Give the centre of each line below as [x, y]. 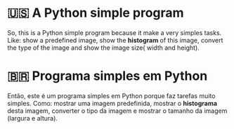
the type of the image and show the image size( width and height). [104, 48]
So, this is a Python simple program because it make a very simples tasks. [115, 32]
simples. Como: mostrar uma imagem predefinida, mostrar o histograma [112, 103]
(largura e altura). [33, 118]
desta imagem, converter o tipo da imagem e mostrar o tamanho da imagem [117, 111]
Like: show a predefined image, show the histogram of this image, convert [115, 40]
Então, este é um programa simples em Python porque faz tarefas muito [111, 95]
